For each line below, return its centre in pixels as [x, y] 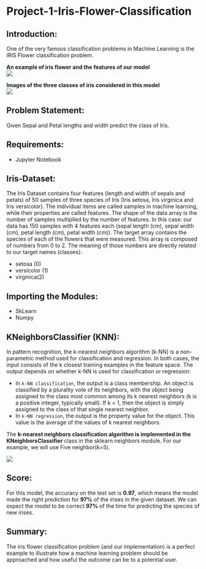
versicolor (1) [32, 271]
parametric [20, 358]
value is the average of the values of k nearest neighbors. [88, 422]
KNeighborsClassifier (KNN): [63, 337]
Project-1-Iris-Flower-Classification [99, 11]
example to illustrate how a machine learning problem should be [87, 553]
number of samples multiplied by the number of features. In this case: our [99, 220]
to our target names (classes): [44, 252]
